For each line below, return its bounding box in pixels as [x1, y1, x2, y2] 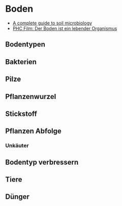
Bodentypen [5, 40, 46, 49]
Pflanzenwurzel [5, 92, 56, 101]
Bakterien [5, 57, 37, 66]
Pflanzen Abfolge [5, 127, 62, 136]
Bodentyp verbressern [5, 158, 79, 166]
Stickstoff [5, 109, 37, 118]
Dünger [5, 192, 29, 201]
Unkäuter [5, 142, 29, 149]
